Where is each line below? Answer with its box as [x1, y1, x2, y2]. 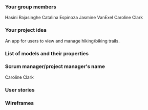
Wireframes [5, 99, 34, 106]
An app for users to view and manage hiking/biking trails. [5, 38, 120, 44]
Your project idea [5, 27, 47, 34]
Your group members [5, 3, 57, 10]
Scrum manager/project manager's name [5, 63, 105, 70]
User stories [5, 87, 35, 93]
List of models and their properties [5, 50, 89, 57]
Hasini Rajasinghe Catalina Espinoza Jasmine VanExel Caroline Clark [5, 15, 143, 21]
